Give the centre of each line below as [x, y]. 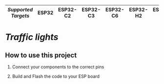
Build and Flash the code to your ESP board [56, 76]
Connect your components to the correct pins [58, 67]
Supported [20, 10]
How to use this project [41, 55]
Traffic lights [32, 37]
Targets [20, 16]
